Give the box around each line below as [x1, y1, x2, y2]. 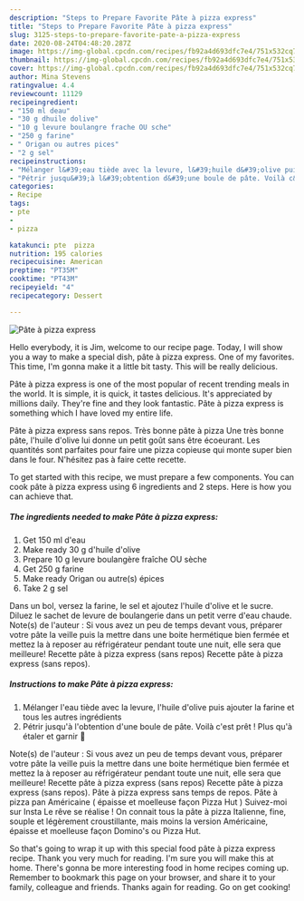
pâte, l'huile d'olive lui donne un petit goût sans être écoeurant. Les [9, 435, 261, 446]
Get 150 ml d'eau [22, 534, 86, 545]
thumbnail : [9, 55, 51, 64]
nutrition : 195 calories [9, 249, 103, 259]
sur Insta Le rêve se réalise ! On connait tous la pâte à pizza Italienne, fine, [9, 806, 287, 817]
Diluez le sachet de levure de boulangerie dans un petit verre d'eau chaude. [9, 610, 292, 621]
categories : [9, 182, 54, 191]
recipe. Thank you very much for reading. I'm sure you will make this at [9, 852, 274, 863]
